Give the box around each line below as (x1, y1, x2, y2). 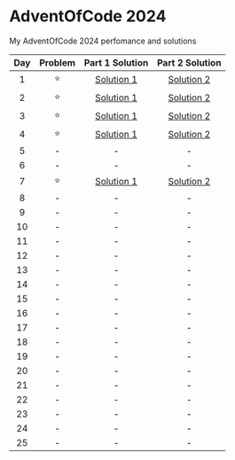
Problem (39, 56, 76, 68)
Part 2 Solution (156, 56, 222, 68)
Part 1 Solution (83, 56, 149, 68)
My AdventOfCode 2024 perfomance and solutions (9, 35, 197, 46)
